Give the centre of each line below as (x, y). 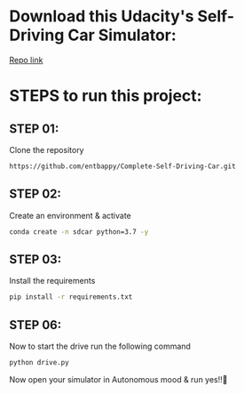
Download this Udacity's (102, 16)
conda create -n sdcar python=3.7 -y (79, 232)
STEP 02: (35, 194)
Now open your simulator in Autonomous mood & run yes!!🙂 (118, 379)
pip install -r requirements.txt (71, 297)
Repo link (26, 60)
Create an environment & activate (70, 215)
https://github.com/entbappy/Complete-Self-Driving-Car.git (123, 166)
